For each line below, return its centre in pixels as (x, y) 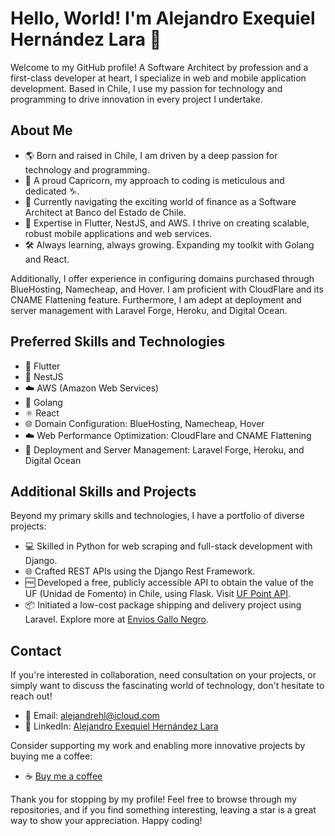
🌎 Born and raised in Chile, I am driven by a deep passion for (151, 155)
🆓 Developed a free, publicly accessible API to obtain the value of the (169, 583)
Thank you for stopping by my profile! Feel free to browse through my (153, 799)
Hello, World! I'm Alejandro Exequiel (163, 18)
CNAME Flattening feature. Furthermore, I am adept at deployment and (156, 299)
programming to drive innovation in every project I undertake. (136, 99)
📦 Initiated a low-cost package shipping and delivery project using (163, 605)
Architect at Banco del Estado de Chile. (105, 212)
